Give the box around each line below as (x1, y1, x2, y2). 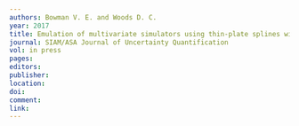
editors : (9, 63, 42, 72)
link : (9, 104, 29, 113)
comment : (9, 95, 42, 105)
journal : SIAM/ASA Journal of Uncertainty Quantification (9, 37, 229, 47)
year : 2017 (9, 21, 50, 30)
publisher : (9, 71, 50, 80)
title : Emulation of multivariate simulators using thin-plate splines (9, 29, 280, 38)
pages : (9, 54, 34, 63)
